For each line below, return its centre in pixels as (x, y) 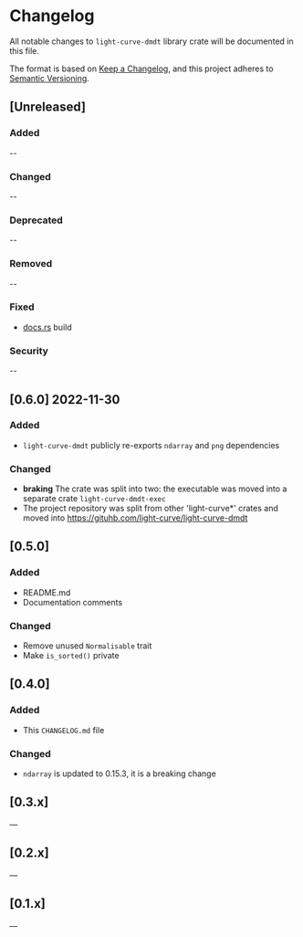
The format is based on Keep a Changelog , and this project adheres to (141, 68)
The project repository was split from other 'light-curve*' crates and (150, 509)
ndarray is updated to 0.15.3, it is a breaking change (119, 774)
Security (29, 351)
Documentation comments (73, 602)
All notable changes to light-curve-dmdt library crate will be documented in (151, 41)
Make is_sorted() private (71, 656)
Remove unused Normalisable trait (87, 646)
